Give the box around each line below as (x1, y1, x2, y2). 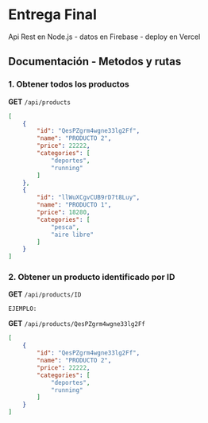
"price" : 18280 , (37, 208, 91, 216)
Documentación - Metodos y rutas (8, 55, 182, 68)
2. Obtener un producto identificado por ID (8, 272, 175, 283)
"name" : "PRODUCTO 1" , (37, 201, 112, 209)
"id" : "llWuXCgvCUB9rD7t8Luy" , (37, 193, 141, 202)
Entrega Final (8, 6, 97, 24)
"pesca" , (50, 223, 80, 231)
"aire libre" (50, 231, 94, 239)
